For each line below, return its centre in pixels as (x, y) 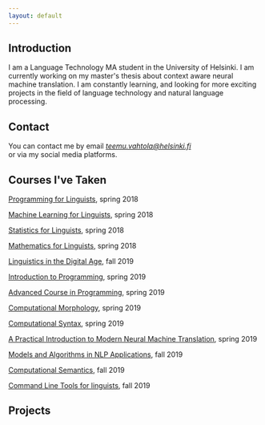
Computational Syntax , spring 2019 (66, 324)
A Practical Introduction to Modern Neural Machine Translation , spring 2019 (133, 339)
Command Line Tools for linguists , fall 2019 (79, 386)
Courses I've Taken (57, 180)
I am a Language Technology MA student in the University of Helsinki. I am (131, 67)
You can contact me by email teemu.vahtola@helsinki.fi (100, 146)
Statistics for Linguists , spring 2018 (66, 230)
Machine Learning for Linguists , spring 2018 (81, 215)
